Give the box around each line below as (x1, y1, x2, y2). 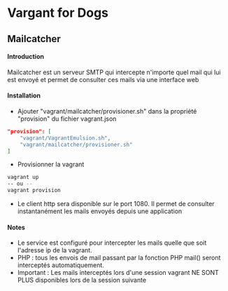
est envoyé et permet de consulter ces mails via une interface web (7, 75, 199, 83)
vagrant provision (7, 187, 61, 194)
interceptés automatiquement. (17, 261, 105, 269)
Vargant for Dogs (7, 5, 108, 21)
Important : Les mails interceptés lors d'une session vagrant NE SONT (17, 269, 219, 277)
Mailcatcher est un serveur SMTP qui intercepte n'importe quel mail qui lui (7, 68, 222, 76)
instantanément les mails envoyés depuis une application (17, 207, 183, 215)
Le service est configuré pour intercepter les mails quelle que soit (17, 238, 207, 247)
